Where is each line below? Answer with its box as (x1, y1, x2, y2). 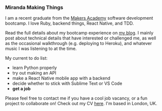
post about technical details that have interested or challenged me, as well (5, 35, 157, 41)
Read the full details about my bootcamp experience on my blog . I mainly (5, 30, 154, 36)
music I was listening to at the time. (5, 46, 77, 52)
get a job (12, 86, 31, 92)
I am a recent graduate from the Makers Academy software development (5, 15, 153, 21)
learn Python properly (12, 65, 57, 71)
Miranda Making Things (5, 4, 63, 11)
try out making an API (12, 70, 57, 76)
